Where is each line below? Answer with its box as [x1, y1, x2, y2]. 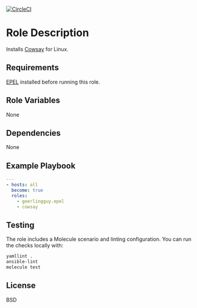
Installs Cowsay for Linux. [6, 45, 69, 52]
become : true [11, 187, 44, 193]
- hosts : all [6, 182, 38, 188]
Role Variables [6, 95, 60, 105]
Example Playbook [6, 161, 75, 171]
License [6, 280, 36, 291]
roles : [11, 193, 28, 198]
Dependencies [6, 128, 61, 138]
